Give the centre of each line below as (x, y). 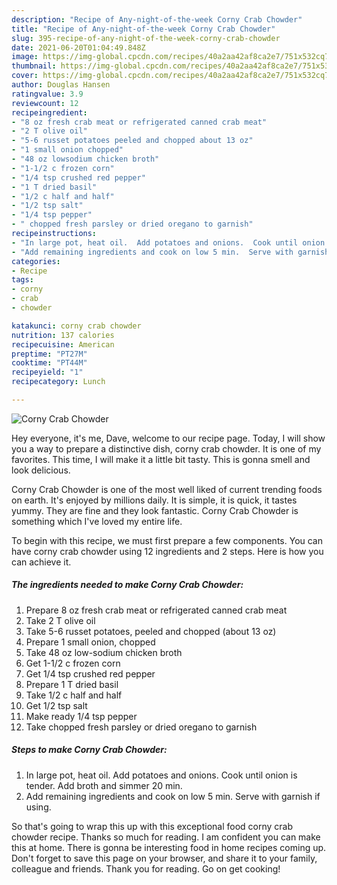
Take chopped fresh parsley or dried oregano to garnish (141, 727)
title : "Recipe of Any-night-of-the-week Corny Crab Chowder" (143, 29)
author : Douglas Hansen (61, 85)
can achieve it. (41, 562)
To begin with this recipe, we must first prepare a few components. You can (167, 540)
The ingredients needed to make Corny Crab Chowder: (127, 585)
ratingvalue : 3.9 (47, 94)
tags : (22, 280)
